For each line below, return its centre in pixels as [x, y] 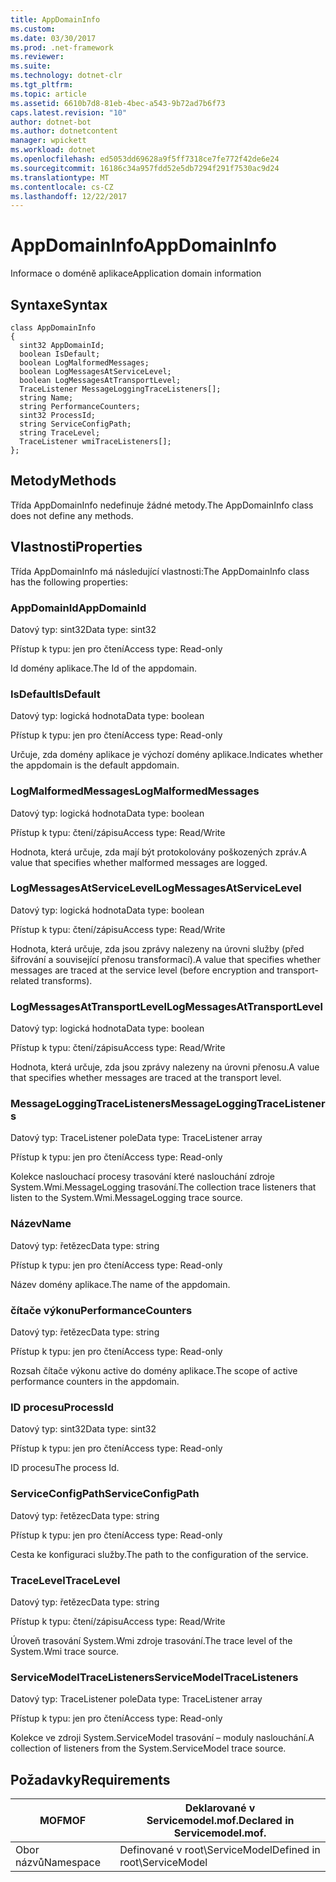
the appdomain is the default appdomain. [95, 765]
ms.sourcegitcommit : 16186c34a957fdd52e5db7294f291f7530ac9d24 [145, 168]
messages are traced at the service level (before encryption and [142, 970]
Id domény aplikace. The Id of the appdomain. [103, 668]
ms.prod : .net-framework [62, 47]
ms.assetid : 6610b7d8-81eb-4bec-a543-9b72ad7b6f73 [118, 103]
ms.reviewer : [37, 57]
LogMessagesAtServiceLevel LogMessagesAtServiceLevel [156, 888]
